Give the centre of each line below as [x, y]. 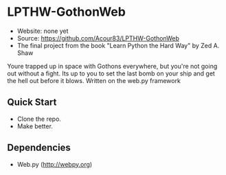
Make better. [35, 126]
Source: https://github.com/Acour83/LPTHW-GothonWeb [98, 38]
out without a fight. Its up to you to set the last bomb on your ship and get [111, 73]
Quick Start [32, 103]
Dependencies [39, 148]
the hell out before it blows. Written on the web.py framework [94, 80]
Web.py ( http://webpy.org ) [55, 164]
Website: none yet [43, 31]
